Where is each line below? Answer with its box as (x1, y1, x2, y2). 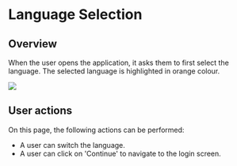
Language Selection (8, 6, 143, 24)
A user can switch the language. (19, 140, 125, 149)
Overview (8, 37, 58, 51)
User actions (8, 104, 73, 118)
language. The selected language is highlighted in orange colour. (8, 66, 220, 76)
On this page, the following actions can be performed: (8, 125, 185, 134)
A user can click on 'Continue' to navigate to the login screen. (19, 149, 222, 158)
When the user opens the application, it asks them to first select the (8, 58, 230, 67)
